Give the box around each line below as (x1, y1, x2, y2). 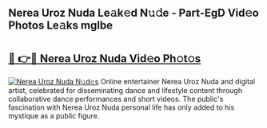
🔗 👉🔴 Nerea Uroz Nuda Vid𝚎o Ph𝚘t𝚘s (8, 52, 201, 65)
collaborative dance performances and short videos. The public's (8, 95, 224, 103)
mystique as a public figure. (8, 111, 100, 120)
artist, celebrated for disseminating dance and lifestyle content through (8, 86, 242, 95)
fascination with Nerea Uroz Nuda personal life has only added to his (8, 103, 235, 112)
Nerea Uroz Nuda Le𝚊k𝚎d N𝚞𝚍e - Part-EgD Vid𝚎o (8, 6, 260, 20)
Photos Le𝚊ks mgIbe (8, 19, 114, 33)
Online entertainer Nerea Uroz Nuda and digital (100, 77, 256, 86)
